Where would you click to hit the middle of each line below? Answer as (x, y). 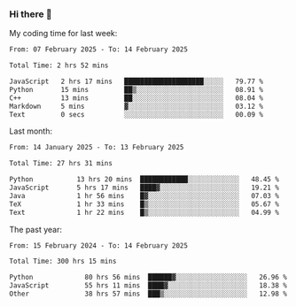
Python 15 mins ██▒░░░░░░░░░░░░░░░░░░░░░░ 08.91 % (136, 89)
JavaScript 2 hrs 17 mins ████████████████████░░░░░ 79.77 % (136, 82)
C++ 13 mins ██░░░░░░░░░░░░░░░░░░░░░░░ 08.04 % (136, 98)
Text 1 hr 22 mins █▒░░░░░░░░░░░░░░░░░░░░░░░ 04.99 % (144, 212)
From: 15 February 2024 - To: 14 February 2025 (99, 246)
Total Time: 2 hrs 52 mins (59, 65)
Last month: (31, 131)
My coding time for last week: (63, 34)
